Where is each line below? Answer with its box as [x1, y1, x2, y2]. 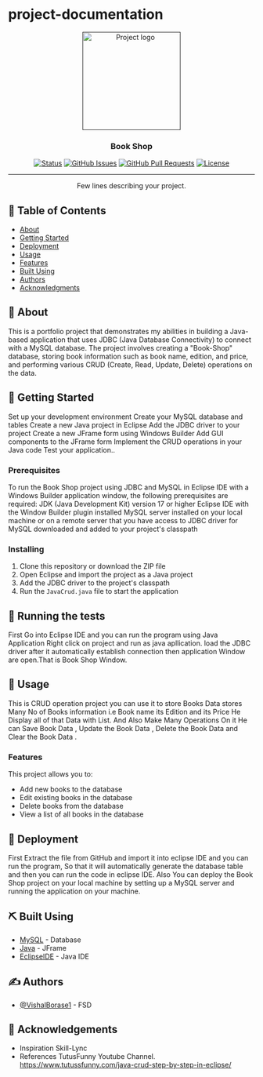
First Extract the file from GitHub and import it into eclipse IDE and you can [8, 853, 249, 862]
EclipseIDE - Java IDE [19, 951, 90, 961]
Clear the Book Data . [8, 732, 77, 741]
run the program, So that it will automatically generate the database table [8, 861, 243, 871]
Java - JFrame [19, 943, 67, 952]
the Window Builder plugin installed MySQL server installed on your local [8, 508, 243, 517]
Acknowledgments [19, 283, 81, 293]
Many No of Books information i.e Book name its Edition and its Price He [8, 707, 241, 716]
